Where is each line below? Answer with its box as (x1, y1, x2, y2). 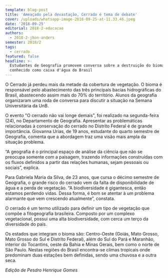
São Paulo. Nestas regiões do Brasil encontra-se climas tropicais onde (5, 247, 150, 252)
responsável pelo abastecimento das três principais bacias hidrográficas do (5, 87, 161, 92)
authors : (5, 30, 23, 35)
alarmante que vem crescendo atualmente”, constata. (5, 195, 115, 201)
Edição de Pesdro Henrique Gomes (5, 267, 78, 273)
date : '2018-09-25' (5, 21, 46, 26)
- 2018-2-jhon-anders (9, 35, 55, 40)
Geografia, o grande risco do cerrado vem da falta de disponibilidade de (5, 179, 154, 185)
